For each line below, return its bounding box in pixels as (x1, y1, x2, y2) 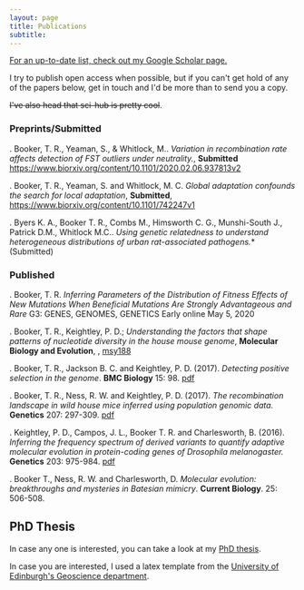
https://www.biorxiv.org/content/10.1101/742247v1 (9, 199, 195, 210)
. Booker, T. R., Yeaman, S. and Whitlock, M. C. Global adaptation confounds (9, 180, 296, 191)
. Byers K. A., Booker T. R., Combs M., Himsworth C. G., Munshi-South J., (9, 217, 283, 228)
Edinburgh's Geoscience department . (9, 570, 150, 581)
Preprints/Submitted (9, 123, 102, 135)
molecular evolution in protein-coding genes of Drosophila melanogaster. (9, 446, 284, 457)
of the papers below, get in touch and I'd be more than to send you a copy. (9, 83, 289, 93)
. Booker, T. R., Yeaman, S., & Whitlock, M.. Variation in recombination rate (9, 143, 288, 154)
